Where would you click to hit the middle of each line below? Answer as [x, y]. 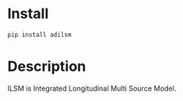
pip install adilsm [40, 35]
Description [47, 66]
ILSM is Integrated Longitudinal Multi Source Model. [92, 88]
